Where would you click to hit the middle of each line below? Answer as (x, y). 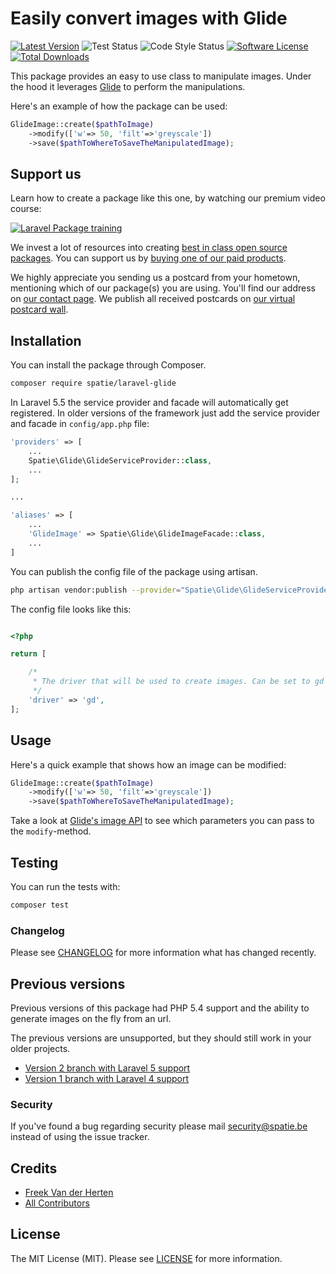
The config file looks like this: (71, 609)
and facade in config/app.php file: (80, 424)
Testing (34, 862)
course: (26, 209)
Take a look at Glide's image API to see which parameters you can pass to (162, 821)
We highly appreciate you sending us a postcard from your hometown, (155, 278)
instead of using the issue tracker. (80, 1137)
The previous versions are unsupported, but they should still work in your (161, 1038)
